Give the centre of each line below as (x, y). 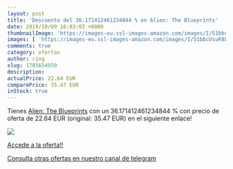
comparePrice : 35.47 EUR (43, 85)
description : (26, 72)
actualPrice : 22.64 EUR (42, 78)
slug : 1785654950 (32, 65)
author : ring (26, 59)
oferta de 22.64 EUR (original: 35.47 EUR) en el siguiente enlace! (100, 118)
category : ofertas (34, 53)
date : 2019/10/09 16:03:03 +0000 (55, 26)
